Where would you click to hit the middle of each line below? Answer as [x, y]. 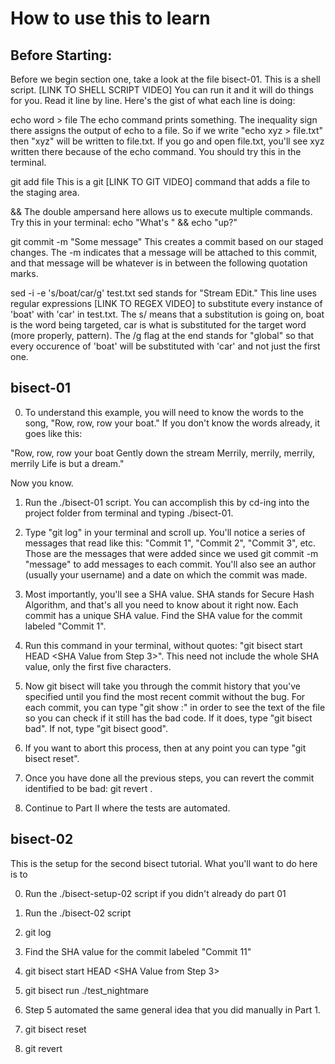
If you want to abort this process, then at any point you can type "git [165, 748]
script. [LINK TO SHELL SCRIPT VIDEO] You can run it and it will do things [162, 90]
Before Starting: [61, 55]
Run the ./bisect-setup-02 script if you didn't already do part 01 [155, 893]
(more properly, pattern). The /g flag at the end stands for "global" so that [162, 335]
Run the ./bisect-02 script [78, 913]
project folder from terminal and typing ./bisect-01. [129, 513]
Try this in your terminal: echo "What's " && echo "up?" [124, 222]
